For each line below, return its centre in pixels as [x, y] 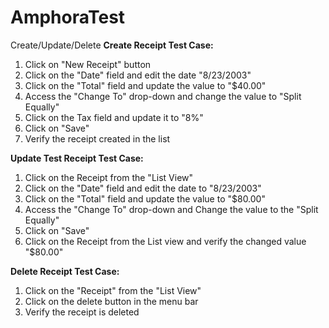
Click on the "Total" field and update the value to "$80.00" [145, 198]
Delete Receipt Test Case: [65, 271]
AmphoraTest [68, 17]
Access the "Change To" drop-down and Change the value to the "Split [171, 209]
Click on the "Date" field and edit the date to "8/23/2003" [143, 188]
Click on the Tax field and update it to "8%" [114, 117]
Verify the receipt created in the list [97, 138]
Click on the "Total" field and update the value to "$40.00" [145, 85]
